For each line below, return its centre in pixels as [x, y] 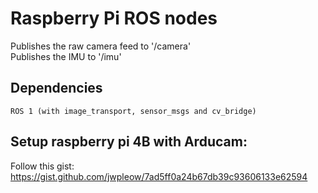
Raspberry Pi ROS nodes [114, 18]
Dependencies [56, 88]
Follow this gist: [42, 166]
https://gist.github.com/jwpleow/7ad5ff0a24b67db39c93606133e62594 [159, 176]
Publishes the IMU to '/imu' [66, 56]
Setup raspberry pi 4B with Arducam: [129, 142]
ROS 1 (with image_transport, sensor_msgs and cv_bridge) [133, 111]
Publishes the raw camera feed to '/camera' [101, 46]
